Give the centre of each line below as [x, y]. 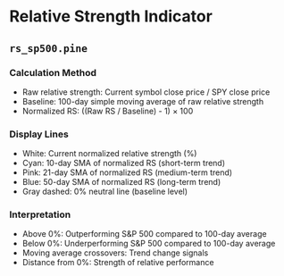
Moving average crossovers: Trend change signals [115, 253]
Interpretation [40, 214]
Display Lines [39, 134]
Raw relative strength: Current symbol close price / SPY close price [146, 92]
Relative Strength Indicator [111, 17]
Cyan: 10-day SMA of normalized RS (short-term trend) [124, 163]
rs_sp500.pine [48, 48]
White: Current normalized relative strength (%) [109, 154]
